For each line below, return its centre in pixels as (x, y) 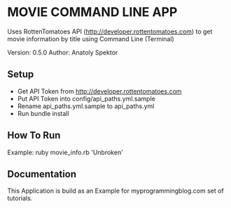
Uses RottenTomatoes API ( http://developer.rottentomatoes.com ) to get (110, 31)
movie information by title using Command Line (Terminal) (91, 38)
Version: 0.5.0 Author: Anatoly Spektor (63, 52)
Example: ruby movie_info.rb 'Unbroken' (65, 152)
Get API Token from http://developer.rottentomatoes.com (99, 91)
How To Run (34, 136)
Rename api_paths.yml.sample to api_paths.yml (86, 106)
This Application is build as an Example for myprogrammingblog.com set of (115, 191)
